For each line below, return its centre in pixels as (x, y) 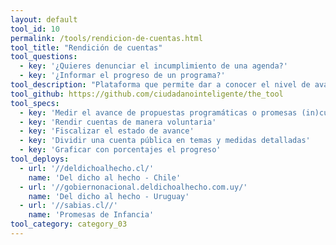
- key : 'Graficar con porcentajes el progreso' (120, 150)
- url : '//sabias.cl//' (68, 206)
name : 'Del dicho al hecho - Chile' (105, 177)
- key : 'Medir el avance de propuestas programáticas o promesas (158, 112)
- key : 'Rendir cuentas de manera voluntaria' (118, 122)
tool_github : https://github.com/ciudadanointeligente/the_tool (147, 94)
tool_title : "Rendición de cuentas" (86, 47)
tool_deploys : (40, 159)
